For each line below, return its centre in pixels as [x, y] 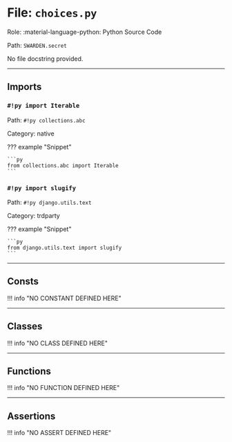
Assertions [31, 416]
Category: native [31, 133]
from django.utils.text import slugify [65, 248]
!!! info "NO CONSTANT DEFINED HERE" [65, 298]
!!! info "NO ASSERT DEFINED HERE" [59, 433]
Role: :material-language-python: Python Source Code [85, 32]
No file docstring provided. [45, 58]
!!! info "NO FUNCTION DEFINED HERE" [64, 388]
